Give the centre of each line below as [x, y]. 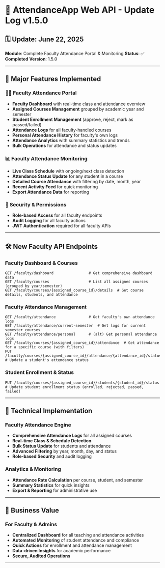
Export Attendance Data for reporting [51, 192]
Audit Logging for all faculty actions [49, 221]
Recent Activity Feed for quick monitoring [55, 187]
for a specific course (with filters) [45, 347]
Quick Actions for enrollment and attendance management [72, 545]
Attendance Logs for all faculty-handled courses [62, 130]
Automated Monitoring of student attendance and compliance [76, 540]
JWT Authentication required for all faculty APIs [62, 226]
